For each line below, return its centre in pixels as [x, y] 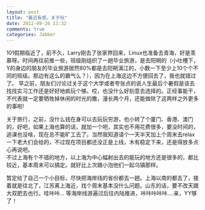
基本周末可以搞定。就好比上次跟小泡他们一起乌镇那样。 [92, 165]
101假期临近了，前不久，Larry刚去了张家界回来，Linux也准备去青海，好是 [99, 53]
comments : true [26, 29]
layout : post [23, 12]
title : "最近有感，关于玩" [37, 18]
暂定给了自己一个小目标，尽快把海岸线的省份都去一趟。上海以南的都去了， [100, 178]
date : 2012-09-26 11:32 [37, 23]
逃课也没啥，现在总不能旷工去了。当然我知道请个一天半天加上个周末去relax [101, 134]
